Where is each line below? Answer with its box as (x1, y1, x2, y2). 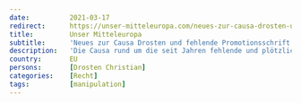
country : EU (9, 55, 78, 64)
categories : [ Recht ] (9, 72, 99, 81)
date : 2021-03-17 (9, 13, 110, 22)
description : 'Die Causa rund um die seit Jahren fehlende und (9, 47, 258, 56)
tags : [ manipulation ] (9, 80, 126, 89)
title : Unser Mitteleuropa (9, 30, 142, 39)
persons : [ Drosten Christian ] (9, 64, 146, 73)
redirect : (9, 21, 47, 30)
